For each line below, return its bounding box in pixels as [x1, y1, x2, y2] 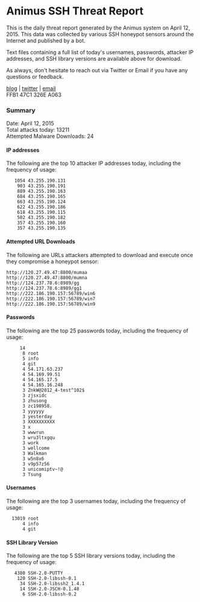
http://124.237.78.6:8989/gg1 [6, 285, 83, 291]
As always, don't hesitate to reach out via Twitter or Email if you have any [6, 66, 188, 73]
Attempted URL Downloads [6, 238, 75, 245]
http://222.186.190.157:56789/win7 [6, 296, 96, 302]
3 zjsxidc [22, 393, 47, 399]
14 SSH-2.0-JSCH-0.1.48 [19, 586, 80, 592]
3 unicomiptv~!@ [22, 466, 63, 472]
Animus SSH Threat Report [6, 4, 144, 18]
